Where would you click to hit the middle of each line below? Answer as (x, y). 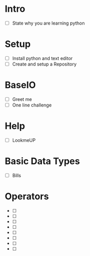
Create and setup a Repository (44, 64)
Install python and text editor (42, 58)
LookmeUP (24, 140)
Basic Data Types (42, 161)
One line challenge (32, 105)
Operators (27, 196)
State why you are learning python (48, 23)
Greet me (22, 99)
